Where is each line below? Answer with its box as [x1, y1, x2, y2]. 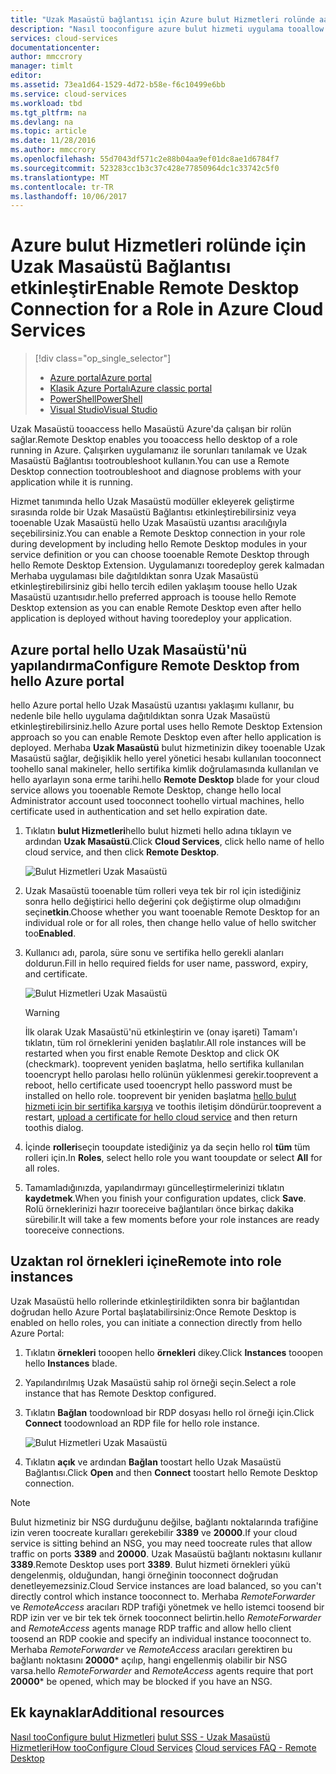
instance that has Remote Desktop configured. [24, 1387, 217, 1399]
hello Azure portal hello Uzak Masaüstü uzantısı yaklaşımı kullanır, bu [10, 699, 295, 711]
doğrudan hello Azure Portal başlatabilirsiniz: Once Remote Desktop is [10, 1306, 297, 1318]
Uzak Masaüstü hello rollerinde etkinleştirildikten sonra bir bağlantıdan [10, 1295, 300, 1307]
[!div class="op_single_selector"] [34, 352, 172, 365]
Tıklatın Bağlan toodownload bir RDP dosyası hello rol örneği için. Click [24, 1406, 315, 1418]
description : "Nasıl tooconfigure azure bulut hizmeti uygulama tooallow [10, 24, 325, 34]
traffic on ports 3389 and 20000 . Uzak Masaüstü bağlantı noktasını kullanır [10, 1547, 323, 1560]
